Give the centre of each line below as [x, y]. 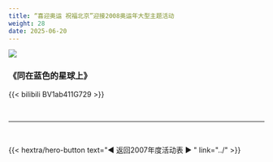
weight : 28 [27, 23]
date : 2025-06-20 [38, 31]
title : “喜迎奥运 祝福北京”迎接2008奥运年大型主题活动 [91, 16]
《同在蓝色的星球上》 [50, 76]
